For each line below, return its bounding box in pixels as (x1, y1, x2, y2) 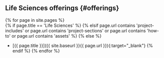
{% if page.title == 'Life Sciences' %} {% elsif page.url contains (5, 22, 136, 28)
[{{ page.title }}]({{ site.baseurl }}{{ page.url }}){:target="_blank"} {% (12, 42, 153, 49)
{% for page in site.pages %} (5, 17, 65, 23)
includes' (5, 27, 24, 34)
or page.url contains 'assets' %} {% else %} (11, 33, 102, 39)
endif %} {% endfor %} (12, 48, 60, 54)
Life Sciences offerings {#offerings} (5, 4, 119, 12)
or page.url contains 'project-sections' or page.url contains (24, 27, 146, 34)
